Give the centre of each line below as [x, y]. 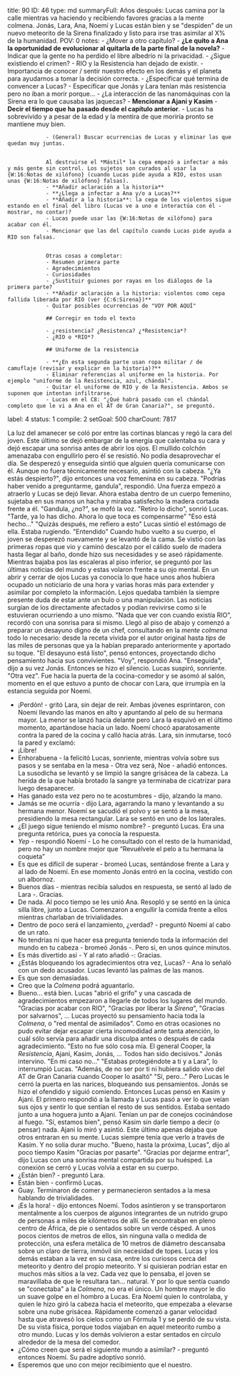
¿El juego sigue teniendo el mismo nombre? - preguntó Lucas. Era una [121, 826]
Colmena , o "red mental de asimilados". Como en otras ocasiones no [119, 1023]
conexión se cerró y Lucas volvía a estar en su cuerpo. [99, 1167]
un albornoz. [36, 879]
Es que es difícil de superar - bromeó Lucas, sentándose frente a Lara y [124, 864]
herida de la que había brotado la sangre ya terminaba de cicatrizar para [124, 780]
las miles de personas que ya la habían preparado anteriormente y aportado [119, 645]
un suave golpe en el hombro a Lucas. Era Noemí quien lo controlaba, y [123, 1296]
